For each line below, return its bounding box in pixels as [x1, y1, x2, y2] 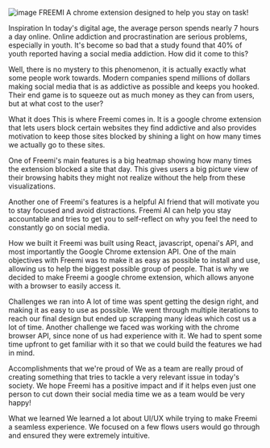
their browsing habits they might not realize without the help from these [8, 173, 246, 182]
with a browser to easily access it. [8, 281, 122, 290]
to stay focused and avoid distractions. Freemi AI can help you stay [8, 205, 231, 215]
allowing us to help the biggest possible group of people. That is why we [8, 264, 250, 273]
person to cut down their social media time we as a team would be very [8, 389, 246, 399]
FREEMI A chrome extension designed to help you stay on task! [39, 8, 249, 17]
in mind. [8, 348, 35, 358]
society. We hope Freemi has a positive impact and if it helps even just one [8, 381, 256, 390]
